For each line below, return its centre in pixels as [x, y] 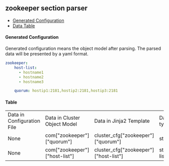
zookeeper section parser [47, 8]
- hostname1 [31, 72]
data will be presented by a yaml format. [47, 54]
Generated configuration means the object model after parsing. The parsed [83, 49]
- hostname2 [31, 77]
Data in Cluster [63, 118]
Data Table [24, 26]
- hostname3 [31, 82]
